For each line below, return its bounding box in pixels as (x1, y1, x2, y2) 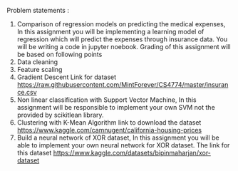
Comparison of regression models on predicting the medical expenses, (16, 20, 226, 28)
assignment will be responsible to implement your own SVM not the (16, 103, 215, 111)
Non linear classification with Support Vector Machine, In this (16, 95, 197, 104)
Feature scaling (16, 66, 63, 73)
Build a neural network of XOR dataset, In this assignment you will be (16, 133, 219, 142)
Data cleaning (16, 58, 58, 66)
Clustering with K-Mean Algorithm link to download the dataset (16, 118, 202, 127)
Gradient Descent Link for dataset (16, 73, 117, 81)
